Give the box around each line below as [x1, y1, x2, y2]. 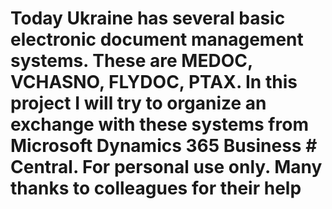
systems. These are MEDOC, [10, 50, 253, 72]
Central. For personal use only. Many [10, 156, 323, 179]
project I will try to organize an [10, 92, 267, 115]
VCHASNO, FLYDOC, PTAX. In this [10, 71, 298, 94]
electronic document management [10, 28, 304, 51]
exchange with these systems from [10, 113, 309, 136]
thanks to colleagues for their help [10, 177, 302, 200]
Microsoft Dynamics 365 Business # [10, 135, 318, 157]
